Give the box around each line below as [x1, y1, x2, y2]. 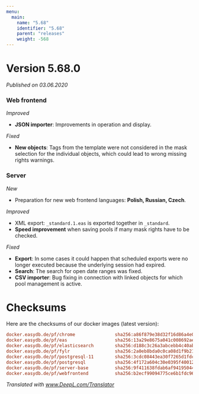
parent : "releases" [17, 31, 65, 37]
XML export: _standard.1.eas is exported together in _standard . [14, 219, 170, 226]
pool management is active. [14, 280, 83, 287]
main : [11, 14, 25, 20]
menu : [6, 8, 20, 15]
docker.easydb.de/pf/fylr [6, 348, 70, 354]
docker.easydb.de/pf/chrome [6, 332, 76, 338]
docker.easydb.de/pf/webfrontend [6, 370, 89, 376]
